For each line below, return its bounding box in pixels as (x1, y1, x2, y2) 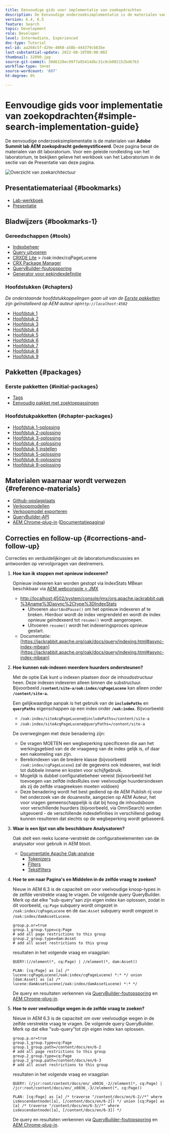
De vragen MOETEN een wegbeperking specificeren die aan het (20, 740, 154, 747)
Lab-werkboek (12, 197, 44, 203)
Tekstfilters (27, 867, 52, 873)
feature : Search (5, 21, 39, 27)
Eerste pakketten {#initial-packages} (5, 383, 99, 390)
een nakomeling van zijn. (20, 751, 72, 757)
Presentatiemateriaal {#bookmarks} (5, 184, 121, 192)
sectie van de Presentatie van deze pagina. (5, 159, 95, 165)
